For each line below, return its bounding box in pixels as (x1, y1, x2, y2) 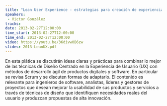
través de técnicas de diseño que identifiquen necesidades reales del (5, 90, 148, 96)
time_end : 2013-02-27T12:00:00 (5, 35, 70, 40)
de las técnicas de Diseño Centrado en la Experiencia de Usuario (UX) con (5, 63, 158, 69)
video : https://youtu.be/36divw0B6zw (5, 40, 83, 45)
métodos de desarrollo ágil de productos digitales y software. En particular (5, 68, 158, 75)
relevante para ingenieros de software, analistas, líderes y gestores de (5, 79, 149, 85)
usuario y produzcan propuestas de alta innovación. (5, 95, 112, 101)
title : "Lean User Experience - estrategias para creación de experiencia (5, 7, 164, 12)
